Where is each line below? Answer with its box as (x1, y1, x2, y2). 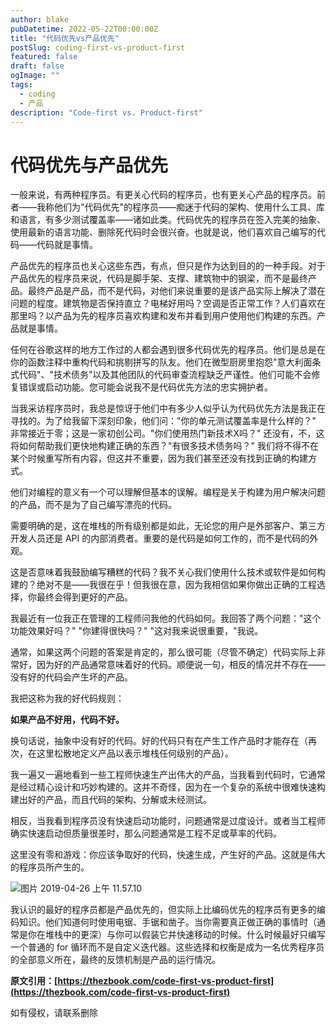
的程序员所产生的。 (10, 861, 90, 873)
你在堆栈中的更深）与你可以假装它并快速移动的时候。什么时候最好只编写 (27, 929, 326, 941)
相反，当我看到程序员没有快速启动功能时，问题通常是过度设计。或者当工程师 (10, 815, 326, 827)
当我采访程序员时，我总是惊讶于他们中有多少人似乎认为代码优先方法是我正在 (10, 402, 326, 415)
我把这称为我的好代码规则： (10, 692, 125, 705)
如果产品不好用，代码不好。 (10, 714, 125, 726)
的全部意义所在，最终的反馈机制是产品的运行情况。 (10, 954, 221, 966)
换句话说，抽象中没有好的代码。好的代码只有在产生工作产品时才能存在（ (10, 735, 308, 747)
